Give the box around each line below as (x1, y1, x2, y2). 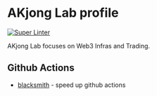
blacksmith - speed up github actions (17, 81, 126, 89)
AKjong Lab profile (7, 5, 119, 21)
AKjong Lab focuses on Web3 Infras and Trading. (7, 41, 150, 50)
